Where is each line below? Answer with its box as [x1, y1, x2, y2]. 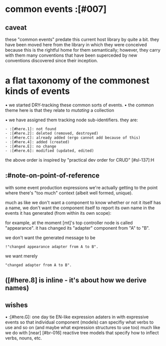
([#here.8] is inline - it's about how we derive [5, 276, 147, 284]
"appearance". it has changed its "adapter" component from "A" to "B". [5, 225, 150, 231]
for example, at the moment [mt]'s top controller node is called [5, 220, 133, 226]
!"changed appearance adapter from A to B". [5, 244, 99, 249]
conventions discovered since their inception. [5, 58, 98, 63]
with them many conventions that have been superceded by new [5, 52, 137, 58]
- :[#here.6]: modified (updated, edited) [5, 148, 94, 153]
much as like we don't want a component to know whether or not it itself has [5, 199, 161, 205]
